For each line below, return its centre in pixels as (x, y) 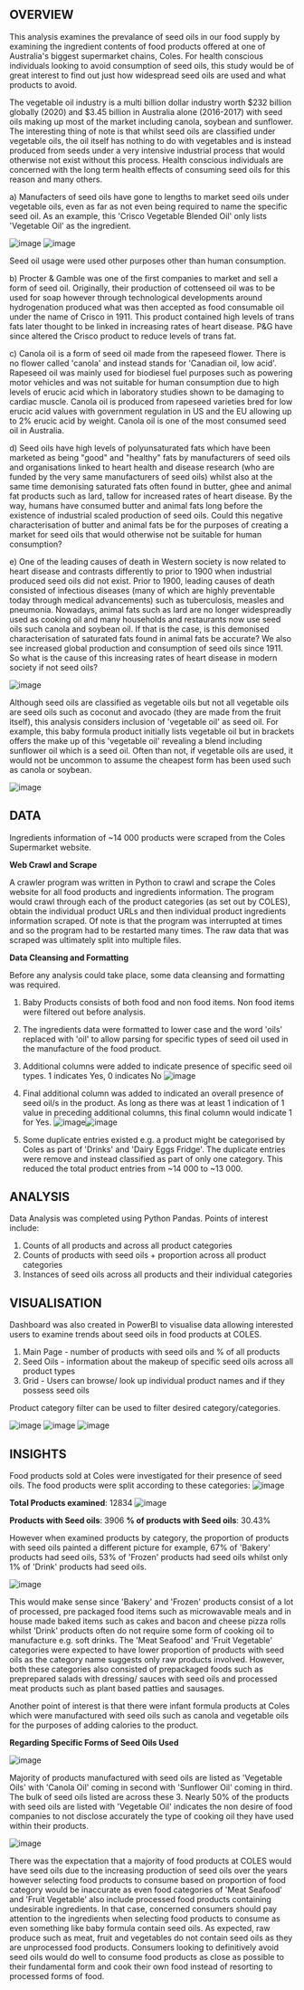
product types (49, 1371)
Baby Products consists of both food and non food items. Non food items (158, 1002)
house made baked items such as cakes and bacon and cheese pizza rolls (148, 1621)
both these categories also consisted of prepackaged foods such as (137, 1670)
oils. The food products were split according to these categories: (130, 1485)
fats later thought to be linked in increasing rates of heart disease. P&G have (151, 326)
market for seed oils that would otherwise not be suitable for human (136, 534)
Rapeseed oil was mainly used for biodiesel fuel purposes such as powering (151, 372)
